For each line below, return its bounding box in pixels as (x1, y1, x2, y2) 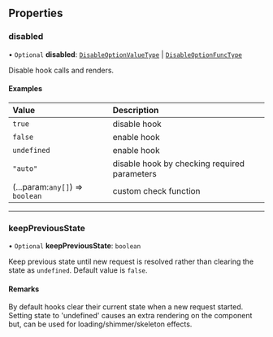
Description (112, 104, 159, 116)
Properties (8, 7, 63, 20)
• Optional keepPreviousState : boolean (8, 241, 141, 251)
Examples (8, 84, 43, 94)
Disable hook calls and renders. (8, 65, 115, 75)
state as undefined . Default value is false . (8, 265, 148, 275)
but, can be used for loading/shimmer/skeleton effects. (8, 319, 193, 329)
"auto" (12, 164, 38, 173)
